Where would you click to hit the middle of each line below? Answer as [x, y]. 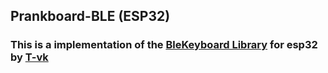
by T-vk [29, 57]
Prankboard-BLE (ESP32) [90, 16]
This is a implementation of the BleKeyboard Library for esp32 [164, 45]
